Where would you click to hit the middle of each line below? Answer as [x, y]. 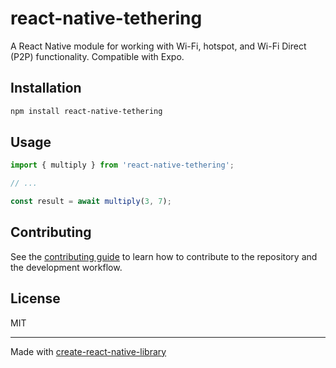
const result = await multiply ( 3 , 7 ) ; [91, 202]
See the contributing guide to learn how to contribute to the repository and [164, 256]
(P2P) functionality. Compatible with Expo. [97, 56]
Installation [46, 88]
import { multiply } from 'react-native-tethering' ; [122, 165]
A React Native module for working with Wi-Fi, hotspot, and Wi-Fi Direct [158, 46]
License [35, 298]
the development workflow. [66, 267]
